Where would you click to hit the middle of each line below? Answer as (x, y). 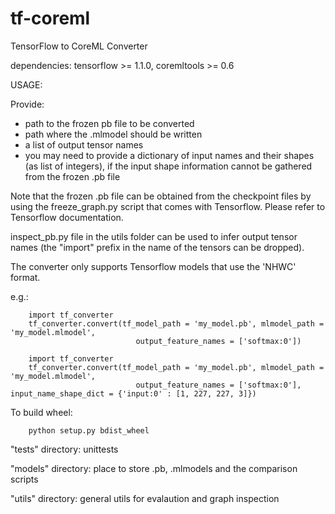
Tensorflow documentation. (67, 217)
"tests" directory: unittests (64, 449)
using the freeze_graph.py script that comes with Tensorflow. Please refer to (168, 206)
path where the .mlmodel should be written (113, 134)
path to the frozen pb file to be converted (109, 123)
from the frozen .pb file (72, 176)
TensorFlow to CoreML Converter (79, 46)
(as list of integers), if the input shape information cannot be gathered (168, 166)
